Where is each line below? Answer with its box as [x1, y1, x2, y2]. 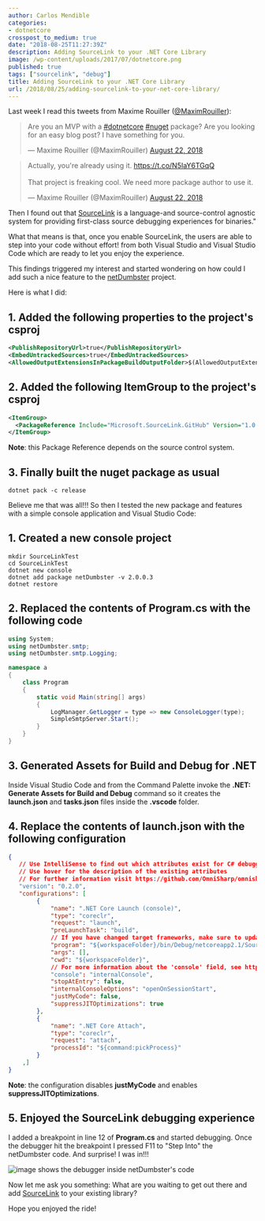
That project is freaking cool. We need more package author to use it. [27, 178, 254, 187]
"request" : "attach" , [50, 1036, 122, 1045]
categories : [8, 19, 47, 27]
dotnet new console [8, 566, 73, 574]
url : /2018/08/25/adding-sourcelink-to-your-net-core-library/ [8, 85, 221, 93]
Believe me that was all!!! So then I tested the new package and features [8, 501, 243, 510]
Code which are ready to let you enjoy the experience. [8, 249, 185, 258]
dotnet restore [8, 580, 58, 588]
